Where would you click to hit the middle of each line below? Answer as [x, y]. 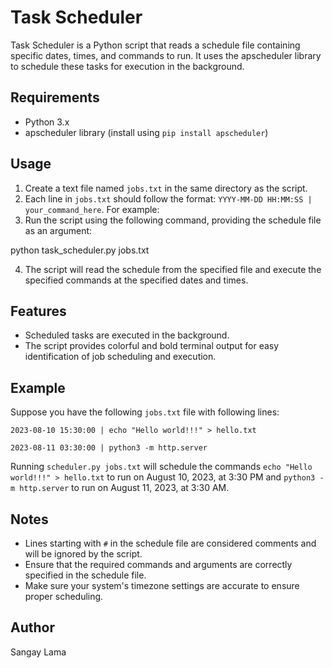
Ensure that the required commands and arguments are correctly [158, 564]
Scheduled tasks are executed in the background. [127, 335]
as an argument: [58, 230]
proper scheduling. [64, 596]
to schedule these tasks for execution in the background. [127, 66]
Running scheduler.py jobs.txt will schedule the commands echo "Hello [161, 467]
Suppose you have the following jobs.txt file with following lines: [145, 412]
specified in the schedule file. [85, 575]
